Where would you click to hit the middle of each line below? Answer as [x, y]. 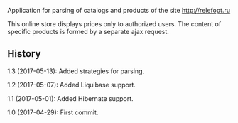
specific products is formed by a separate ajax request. [88, 32]
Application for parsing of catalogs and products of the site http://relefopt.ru [119, 10]
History [24, 54]
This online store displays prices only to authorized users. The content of [114, 24]
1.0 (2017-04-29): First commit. [53, 112]
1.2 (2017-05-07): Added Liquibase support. [72, 85]
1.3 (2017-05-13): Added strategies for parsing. [76, 71]
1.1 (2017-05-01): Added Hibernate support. [70, 98]
